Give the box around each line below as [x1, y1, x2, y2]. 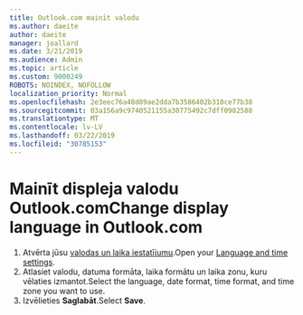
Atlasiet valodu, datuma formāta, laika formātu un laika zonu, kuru [22, 266, 268, 277]
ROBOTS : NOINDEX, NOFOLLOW [9, 81, 111, 90]
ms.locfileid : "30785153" [9, 139, 107, 148]
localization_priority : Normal [9, 89, 128, 98]
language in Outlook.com [9, 216, 204, 237]
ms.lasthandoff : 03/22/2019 [9, 131, 116, 140]
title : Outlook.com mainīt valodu [9, 13, 140, 23]
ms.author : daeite [9, 22, 79, 31]
